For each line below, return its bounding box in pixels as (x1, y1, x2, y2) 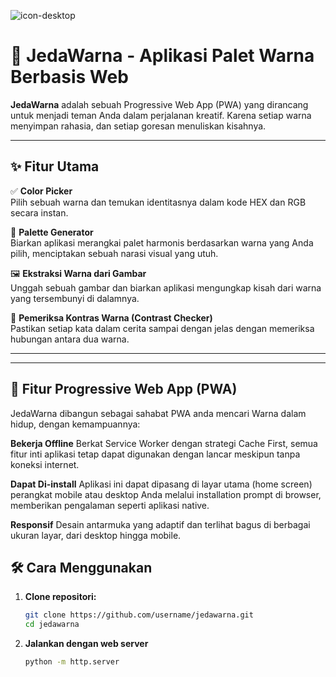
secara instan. (10, 206, 69, 219)
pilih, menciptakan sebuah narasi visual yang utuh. (10, 247, 219, 259)
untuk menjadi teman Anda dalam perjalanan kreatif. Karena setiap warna (10, 109, 312, 121)
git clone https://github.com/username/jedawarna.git (24, 610, 254, 620)
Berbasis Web (10, 66, 129, 89)
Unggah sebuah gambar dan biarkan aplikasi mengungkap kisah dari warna (10, 281, 322, 294)
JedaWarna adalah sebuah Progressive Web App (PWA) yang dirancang (10, 98, 309, 110)
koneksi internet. (10, 458, 80, 470)
